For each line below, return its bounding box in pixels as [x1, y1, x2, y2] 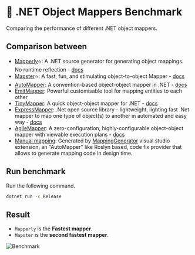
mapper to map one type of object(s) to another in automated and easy [14, 112, 187, 119]
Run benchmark [6, 166, 66, 176]
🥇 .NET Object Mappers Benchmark [6, 5, 183, 19]
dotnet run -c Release [6, 193, 62, 199]
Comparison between [6, 42, 87, 52]
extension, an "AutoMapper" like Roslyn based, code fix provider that [14, 143, 182, 150]
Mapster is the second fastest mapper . [14, 232, 109, 239]
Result [6, 209, 31, 219]
